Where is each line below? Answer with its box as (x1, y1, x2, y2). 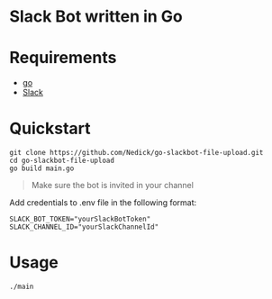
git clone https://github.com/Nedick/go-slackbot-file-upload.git (9, 149, 264, 158)
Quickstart (9, 119, 92, 139)
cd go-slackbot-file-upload (9, 156, 115, 166)
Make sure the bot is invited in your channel (31, 180, 194, 191)
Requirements (9, 48, 117, 68)
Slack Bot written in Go (9, 6, 183, 27)
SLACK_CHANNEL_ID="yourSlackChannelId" (9, 222, 159, 231)
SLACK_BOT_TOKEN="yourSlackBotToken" (9, 214, 151, 224)
